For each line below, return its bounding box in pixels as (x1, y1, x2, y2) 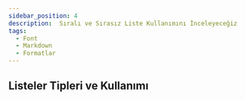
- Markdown (15, 42, 53, 50)
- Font (15, 34, 38, 43)
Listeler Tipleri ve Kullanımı (8, 79, 148, 93)
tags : (8, 27, 27, 35)
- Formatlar (15, 49, 57, 57)
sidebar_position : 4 (8, 11, 79, 20)
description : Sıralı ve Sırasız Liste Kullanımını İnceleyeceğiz (8, 19, 238, 27)
